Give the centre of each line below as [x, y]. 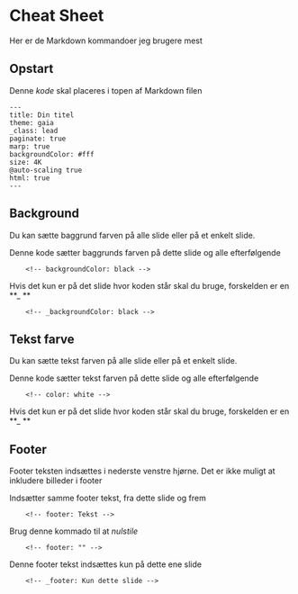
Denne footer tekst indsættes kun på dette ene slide [106, 564]
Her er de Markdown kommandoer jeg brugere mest [106, 40]
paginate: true [38, 139]
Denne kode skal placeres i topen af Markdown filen [106, 90]
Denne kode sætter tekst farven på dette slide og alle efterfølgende [134, 378]
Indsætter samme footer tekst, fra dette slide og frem [108, 498]
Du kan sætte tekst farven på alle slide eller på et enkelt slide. [123, 361]
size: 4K [26, 162]
